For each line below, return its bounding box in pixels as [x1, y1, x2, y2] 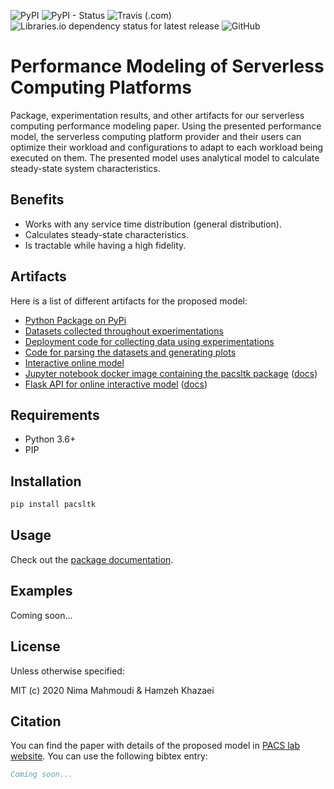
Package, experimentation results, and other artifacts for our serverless [10, 109, 305, 121]
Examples [10, 583, 73, 600]
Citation [10, 713, 62, 730]
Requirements [10, 406, 100, 424]
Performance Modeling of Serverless [10, 55, 325, 78]
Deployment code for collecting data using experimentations [24, 335, 275, 347]
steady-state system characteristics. [10, 162, 161, 174]
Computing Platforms [10, 76, 193, 99]
